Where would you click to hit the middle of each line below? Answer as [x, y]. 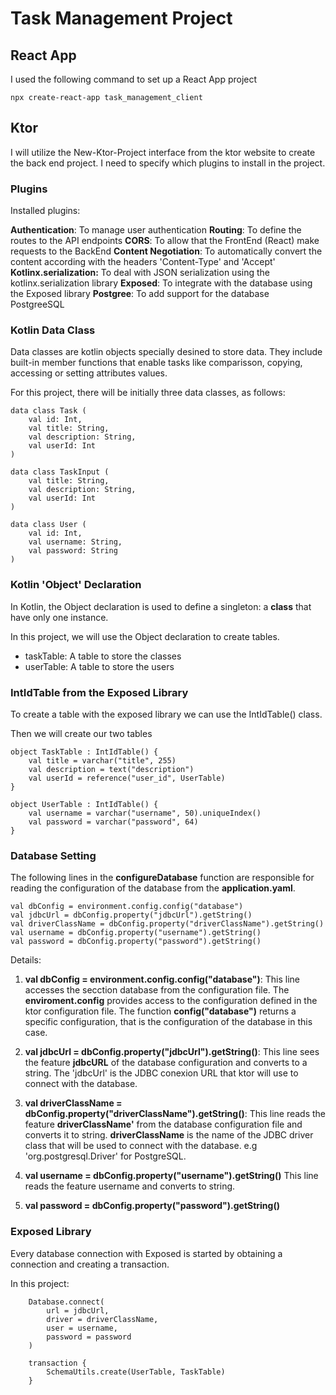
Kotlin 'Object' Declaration [76, 585]
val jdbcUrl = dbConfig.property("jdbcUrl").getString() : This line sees [172, 1052]
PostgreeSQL [37, 304]
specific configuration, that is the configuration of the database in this [168, 1022]
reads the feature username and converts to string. [130, 1186]
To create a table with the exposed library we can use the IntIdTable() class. [166, 714]
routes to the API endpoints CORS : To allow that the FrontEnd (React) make [165, 241]
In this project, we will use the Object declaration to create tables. [145, 636]
